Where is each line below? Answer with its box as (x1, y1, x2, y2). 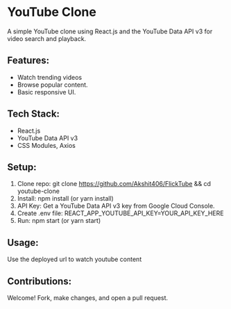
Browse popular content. (17, 81, 88, 89)
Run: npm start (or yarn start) (17, 217, 101, 225)
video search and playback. (7, 34, 87, 42)
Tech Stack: (7, 108, 60, 120)
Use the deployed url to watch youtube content (7, 255, 142, 264)
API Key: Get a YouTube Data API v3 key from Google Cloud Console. (17, 202, 215, 210)
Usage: (7, 237, 40, 249)
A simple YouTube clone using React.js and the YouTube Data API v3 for (7, 27, 213, 35)
